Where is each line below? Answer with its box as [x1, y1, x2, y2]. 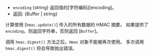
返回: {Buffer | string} [12, 11, 58, 17]
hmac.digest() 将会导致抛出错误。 [5, 45, 78, 51]
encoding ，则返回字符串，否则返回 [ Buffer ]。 [5, 28, 101, 34]
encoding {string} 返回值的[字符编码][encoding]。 [12, 5, 117, 10]
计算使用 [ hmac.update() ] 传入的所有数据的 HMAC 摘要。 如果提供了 [5, 22, 149, 27]
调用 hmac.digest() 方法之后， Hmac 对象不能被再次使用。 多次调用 [5, 39, 144, 45]
